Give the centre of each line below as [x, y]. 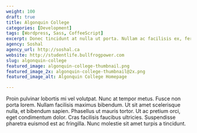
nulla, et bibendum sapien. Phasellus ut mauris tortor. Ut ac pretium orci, [93, 111]
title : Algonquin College [38, 22]
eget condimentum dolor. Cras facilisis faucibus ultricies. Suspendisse [91, 117]
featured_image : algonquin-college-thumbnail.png [68, 66]
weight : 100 [21, 11]
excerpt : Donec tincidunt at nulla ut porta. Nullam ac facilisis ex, [94, 39]
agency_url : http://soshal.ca [43, 50]
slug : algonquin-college [36, 60]
